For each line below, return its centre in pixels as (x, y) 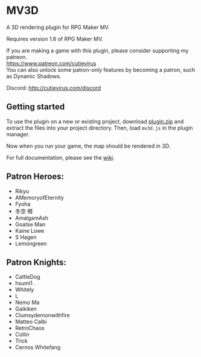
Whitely (24, 289)
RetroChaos (30, 328)
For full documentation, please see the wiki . (60, 157)
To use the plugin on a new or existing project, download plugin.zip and (95, 121)
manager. (18, 134)
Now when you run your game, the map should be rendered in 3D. (88, 146)
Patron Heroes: (35, 176)
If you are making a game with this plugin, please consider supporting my (97, 50)
